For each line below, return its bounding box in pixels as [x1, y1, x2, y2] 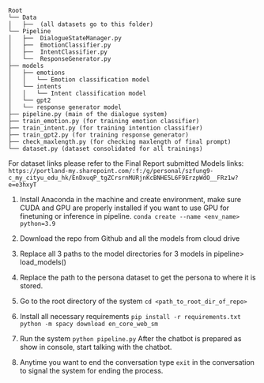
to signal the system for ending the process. [19, 366, 164, 375]
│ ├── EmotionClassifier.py [8, 41, 111, 49]
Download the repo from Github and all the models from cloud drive [19, 234, 240, 243]
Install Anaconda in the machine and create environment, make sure [19, 195, 242, 204]
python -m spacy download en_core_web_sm [19, 320, 158, 328]
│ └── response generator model [8, 103, 123, 111]
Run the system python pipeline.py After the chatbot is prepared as [19, 334, 242, 343]
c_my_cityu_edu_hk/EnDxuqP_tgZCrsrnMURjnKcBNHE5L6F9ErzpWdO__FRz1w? [8, 174, 239, 182]
